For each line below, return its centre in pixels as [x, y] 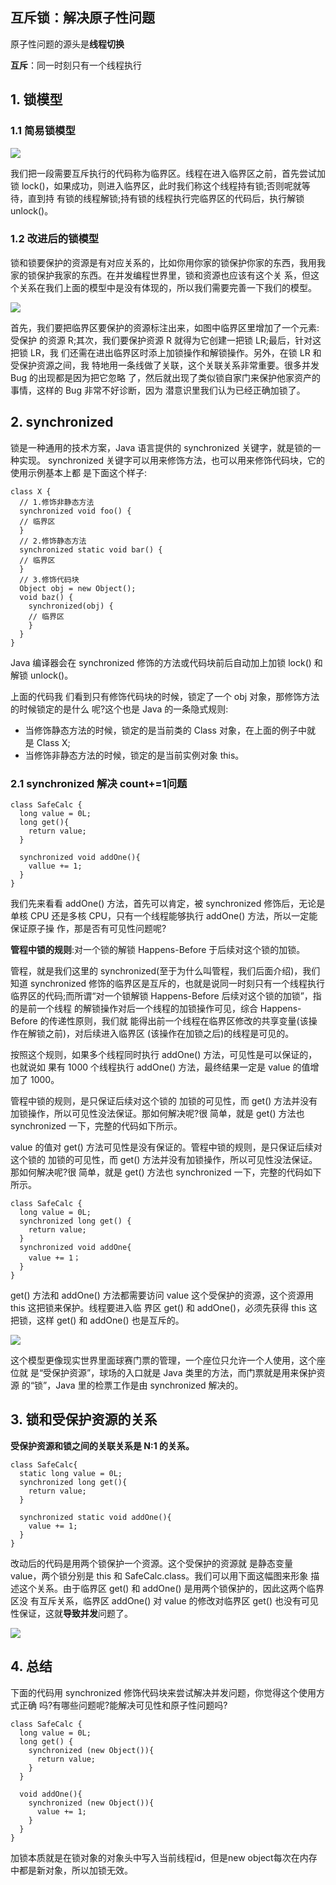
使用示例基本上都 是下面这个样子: [78, 472]
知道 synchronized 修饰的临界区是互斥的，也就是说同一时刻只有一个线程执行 [168, 983]
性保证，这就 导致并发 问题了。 [71, 1613]
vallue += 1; [55, 866]
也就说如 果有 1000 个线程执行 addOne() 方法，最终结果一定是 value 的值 [160, 1067]
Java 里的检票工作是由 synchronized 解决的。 [149, 1385]
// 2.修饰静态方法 [53, 541]
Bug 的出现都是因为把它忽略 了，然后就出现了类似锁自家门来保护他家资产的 [165, 377]
